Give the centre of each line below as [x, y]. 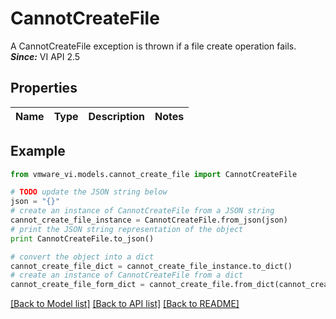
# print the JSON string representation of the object [127, 229]
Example [38, 151]
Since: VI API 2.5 [45, 56]
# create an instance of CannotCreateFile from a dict [127, 275]
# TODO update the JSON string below [89, 192]
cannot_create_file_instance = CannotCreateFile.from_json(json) [149, 220]
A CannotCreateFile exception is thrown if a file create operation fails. [153, 46]
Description [116, 116]
